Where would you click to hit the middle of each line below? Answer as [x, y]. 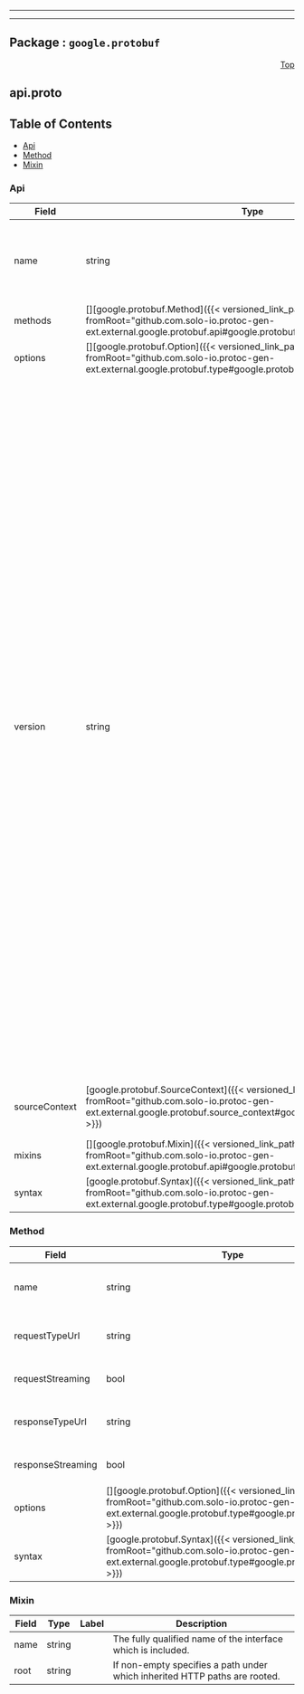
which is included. [151, 1650]
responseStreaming [56, 1464]
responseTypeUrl [51, 1422]
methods [33, 320]
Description [202, 1623]
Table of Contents [61, 124]
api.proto [36, 93]
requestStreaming [52, 1378]
